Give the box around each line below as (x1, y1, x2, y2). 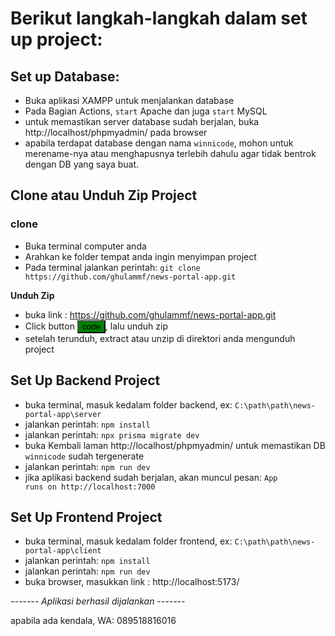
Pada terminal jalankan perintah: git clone (24, 261, 201, 273)
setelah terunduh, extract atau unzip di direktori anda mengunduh (24, 332, 296, 344)
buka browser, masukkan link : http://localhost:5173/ (24, 576, 240, 588)
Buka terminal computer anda (24, 240, 147, 252)
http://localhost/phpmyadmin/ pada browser (24, 127, 208, 138)
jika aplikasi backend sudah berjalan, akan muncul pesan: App (24, 471, 278, 483)
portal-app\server (24, 409, 102, 419)
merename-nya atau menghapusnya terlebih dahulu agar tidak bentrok (24, 148, 317, 159)
